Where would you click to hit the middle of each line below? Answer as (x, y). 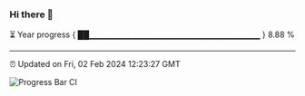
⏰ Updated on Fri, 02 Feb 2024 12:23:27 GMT (95, 64)
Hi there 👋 (32, 14)
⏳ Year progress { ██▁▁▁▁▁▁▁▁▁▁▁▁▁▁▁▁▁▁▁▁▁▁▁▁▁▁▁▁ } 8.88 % (152, 34)
